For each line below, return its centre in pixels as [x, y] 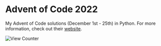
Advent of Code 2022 [52, 9]
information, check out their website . [44, 28]
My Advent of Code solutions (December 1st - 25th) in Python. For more [80, 23]
